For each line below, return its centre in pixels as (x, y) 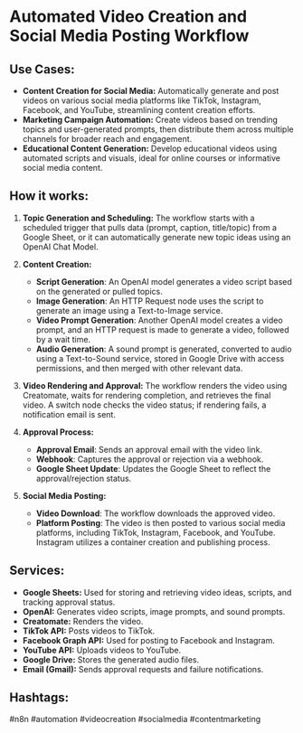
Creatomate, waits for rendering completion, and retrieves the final (147, 395)
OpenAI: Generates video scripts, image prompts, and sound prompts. (154, 611)
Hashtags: (39, 698)
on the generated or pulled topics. (99, 291)
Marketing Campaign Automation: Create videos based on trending (150, 120)
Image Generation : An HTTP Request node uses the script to (150, 301)
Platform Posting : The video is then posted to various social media (161, 522)
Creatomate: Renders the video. (83, 621)
